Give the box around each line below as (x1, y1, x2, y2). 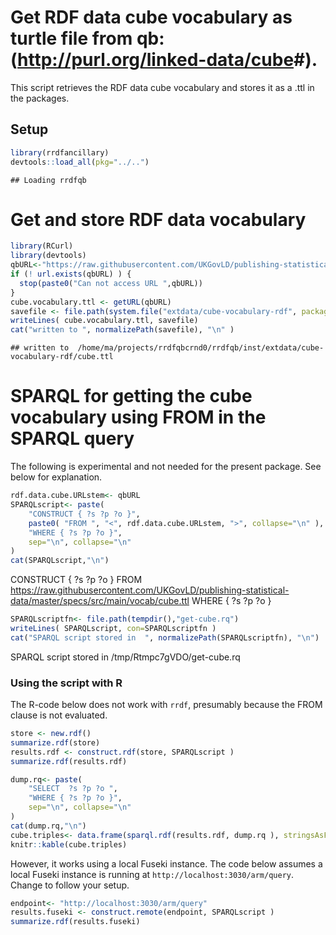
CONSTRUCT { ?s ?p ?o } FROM (10, 574, 143, 586)
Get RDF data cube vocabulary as (10, 6, 293, 29)
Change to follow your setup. (10, 879, 130, 891)
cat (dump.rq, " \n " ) (10, 821, 87, 831)
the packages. (10, 92, 70, 104)
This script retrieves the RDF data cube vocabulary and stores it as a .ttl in (10, 81, 315, 93)
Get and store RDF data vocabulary (10, 208, 307, 231)
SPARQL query (10, 427, 135, 450)
